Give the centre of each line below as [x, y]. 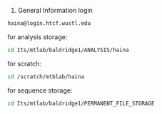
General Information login [55, 10]
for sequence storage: [40, 90]
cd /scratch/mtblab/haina [46, 77]
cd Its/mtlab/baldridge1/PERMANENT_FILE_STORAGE [81, 103]
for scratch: [24, 63]
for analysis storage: [37, 37]
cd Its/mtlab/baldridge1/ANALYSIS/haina [69, 50]
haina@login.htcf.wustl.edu [49, 24]
